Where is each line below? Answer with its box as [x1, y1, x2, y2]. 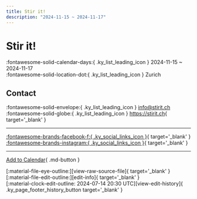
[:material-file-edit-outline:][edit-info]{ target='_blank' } [6, 174, 140, 181]
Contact [6, 88, 36, 98]
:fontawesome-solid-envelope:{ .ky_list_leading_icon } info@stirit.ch [6, 104, 171, 111]
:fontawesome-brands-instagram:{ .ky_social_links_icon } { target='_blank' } [6, 139, 188, 147]
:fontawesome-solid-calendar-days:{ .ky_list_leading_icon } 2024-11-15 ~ [6, 59, 183, 66]
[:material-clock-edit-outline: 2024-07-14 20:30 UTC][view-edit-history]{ [6, 180, 184, 187]
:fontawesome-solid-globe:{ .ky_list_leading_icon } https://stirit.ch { [6, 110, 168, 117]
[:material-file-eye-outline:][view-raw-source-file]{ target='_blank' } [6, 168, 171, 175]
